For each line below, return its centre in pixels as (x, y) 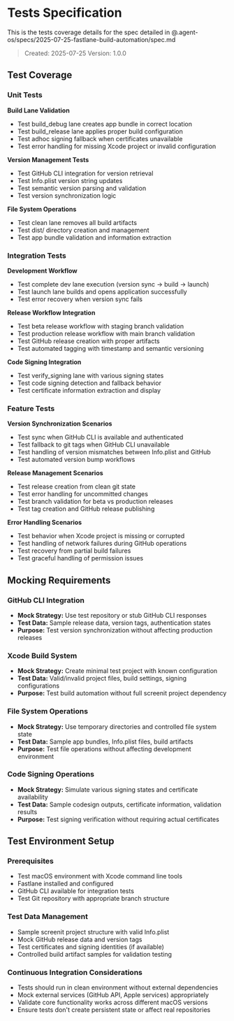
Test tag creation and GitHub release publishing (86, 509)
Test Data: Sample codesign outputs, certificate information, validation (119, 804)
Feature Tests (31, 408)
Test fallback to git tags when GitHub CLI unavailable (93, 444)
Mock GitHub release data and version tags (80, 939)
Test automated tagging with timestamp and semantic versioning (110, 348)
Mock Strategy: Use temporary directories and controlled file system (117, 726)
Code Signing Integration (44, 362)
